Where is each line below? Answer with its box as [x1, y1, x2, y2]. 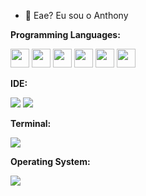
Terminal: [10, 118, 52, 129]
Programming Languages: [10, 29, 121, 40]
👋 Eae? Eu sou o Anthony [24, 10, 129, 21]
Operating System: [10, 156, 91, 167]
